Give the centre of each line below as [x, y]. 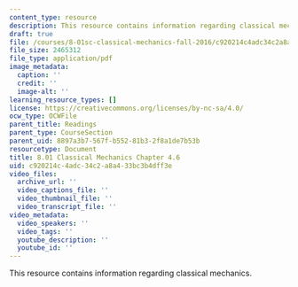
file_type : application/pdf [61, 58]
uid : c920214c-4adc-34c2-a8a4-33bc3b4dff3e [91, 166]
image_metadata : [39, 67]
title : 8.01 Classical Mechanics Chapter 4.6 [94, 157]
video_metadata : [39, 215]
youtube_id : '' [45, 248]
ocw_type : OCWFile [43, 116]
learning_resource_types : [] [63, 100]
